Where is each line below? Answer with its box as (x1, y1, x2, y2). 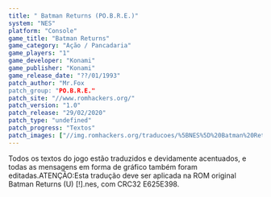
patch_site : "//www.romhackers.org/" (8, 94, 135, 102)
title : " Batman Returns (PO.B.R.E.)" (8, 11, 139, 20)
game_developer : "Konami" (8, 57, 95, 65)
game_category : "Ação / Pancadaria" (8, 42, 131, 50)
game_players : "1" (8, 49, 70, 57)
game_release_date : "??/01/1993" (8, 72, 121, 80)
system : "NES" (8, 19, 56, 27)
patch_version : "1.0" (8, 101, 81, 109)
